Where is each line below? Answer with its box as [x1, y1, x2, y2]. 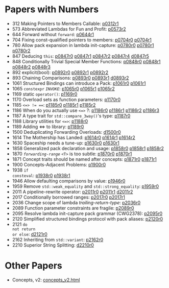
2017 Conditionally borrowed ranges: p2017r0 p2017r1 [12, 194, 126, 200]
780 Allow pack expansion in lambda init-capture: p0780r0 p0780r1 [12, 42, 154, 48]
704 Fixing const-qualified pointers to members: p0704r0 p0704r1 [12, 37, 152, 43]
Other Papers [5, 260, 62, 272]
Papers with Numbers [5, 4, 99, 15]
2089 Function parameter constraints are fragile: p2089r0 [12, 205, 134, 211]
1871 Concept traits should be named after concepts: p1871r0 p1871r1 [12, 156, 157, 162]
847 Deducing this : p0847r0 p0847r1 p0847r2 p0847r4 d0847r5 [12, 53, 149, 59]
